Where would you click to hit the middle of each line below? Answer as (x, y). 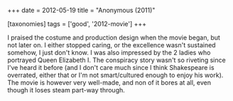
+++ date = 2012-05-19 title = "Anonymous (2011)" (81, 10)
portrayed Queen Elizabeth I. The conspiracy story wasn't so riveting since (116, 60)
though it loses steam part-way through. (66, 90)
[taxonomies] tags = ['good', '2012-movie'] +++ (77, 24)
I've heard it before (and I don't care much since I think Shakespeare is (111, 67)
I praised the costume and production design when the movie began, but (114, 37)
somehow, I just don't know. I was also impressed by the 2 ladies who (109, 53)
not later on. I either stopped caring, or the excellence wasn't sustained (112, 45)
